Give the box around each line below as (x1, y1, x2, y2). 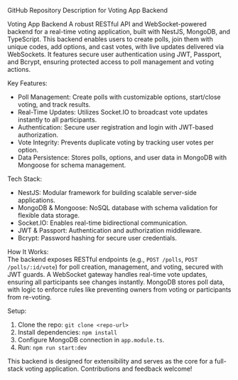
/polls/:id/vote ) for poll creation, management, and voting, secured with (7, 263, 224, 271)
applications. (17, 196, 55, 204)
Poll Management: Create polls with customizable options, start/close (17, 93, 222, 101)
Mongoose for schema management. (17, 161, 126, 169)
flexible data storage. (17, 211, 80, 219)
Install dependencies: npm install (17, 328, 117, 337)
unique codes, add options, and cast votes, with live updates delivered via (7, 43, 225, 51)
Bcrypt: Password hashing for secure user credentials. (17, 234, 178, 242)
